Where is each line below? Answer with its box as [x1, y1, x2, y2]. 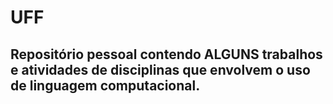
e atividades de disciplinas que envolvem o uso [10, 61, 311, 78]
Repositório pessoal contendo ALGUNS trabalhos [10, 46, 323, 63]
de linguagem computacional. [10, 77, 201, 94]
